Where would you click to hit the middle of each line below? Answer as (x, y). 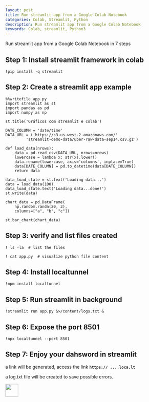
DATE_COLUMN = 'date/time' (34, 130)
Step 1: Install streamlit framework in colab (75, 60)
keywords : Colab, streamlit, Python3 (46, 29)
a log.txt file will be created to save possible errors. (59, 376)
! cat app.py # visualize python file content (57, 257)
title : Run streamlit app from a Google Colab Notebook (66, 15)
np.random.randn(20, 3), (41, 206)
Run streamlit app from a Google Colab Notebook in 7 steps (68, 44)
